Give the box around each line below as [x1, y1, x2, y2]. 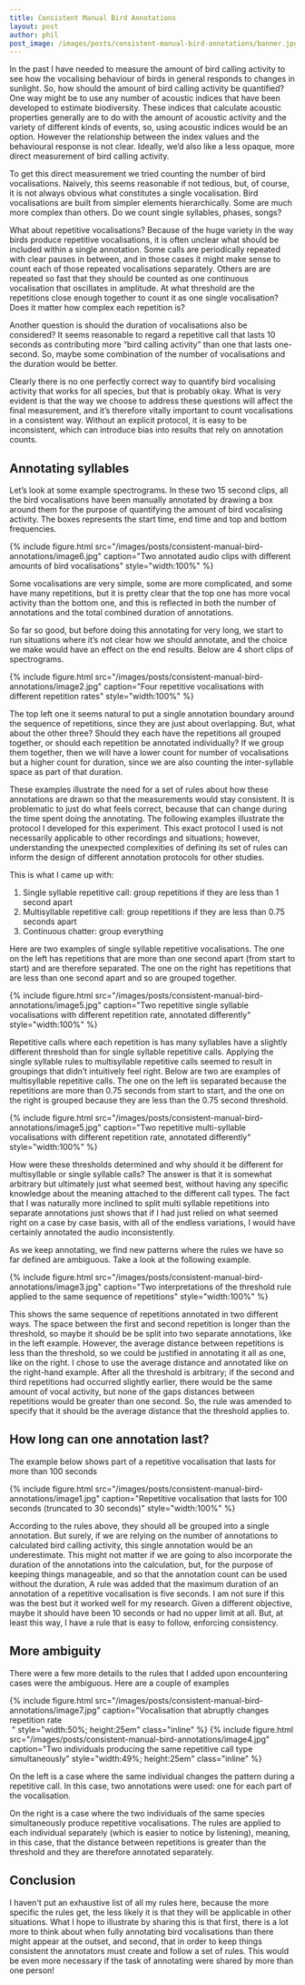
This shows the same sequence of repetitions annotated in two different [9, 1308, 279, 1320]
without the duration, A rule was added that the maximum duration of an [9, 1578, 279, 1589]
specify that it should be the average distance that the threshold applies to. [9, 1406, 290, 1417]
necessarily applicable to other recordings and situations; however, [9, 832, 261, 843]
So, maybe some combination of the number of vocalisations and [41, 349, 286, 360]
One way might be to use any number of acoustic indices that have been [9, 93, 281, 104]
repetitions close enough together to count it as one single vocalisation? [9, 292, 279, 303]
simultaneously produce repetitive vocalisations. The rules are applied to [9, 1817, 281, 1828]
